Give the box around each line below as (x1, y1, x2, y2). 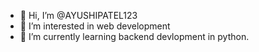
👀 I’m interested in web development (19, 20, 171, 32)
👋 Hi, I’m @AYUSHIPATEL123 (19, 10, 138, 21)
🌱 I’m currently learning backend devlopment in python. (19, 31, 250, 42)
